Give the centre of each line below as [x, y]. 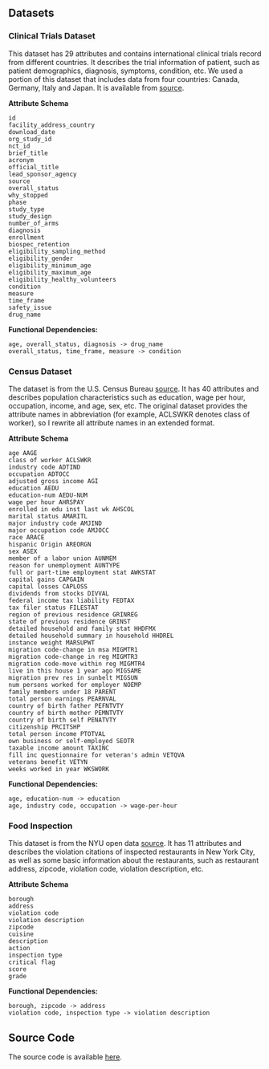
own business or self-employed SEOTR [71, 741]
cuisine [21, 934]
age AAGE [23, 453]
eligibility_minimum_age [50, 265]
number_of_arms [34, 223]
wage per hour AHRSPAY [46, 502]
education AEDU [34, 488]
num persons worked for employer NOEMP [75, 685]
